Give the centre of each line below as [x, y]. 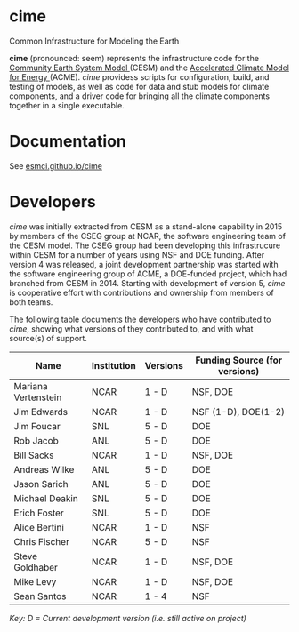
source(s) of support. [48, 338]
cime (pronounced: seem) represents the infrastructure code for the [134, 58]
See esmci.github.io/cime [56, 165]
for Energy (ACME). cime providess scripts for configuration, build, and [139, 76]
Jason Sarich [41, 484]
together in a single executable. [67, 105]
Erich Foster [39, 513]
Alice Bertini [39, 527]
